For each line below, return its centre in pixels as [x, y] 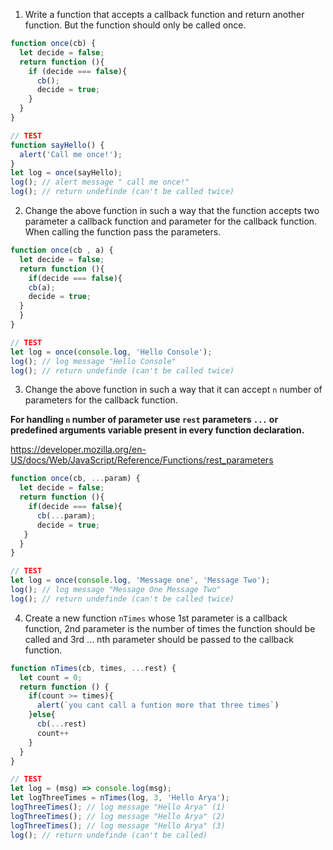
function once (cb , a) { [62, 250]
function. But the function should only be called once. [135, 25]
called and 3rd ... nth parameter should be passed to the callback [159, 639]
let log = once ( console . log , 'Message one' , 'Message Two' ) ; [140, 580]
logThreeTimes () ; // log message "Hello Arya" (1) [118, 807]
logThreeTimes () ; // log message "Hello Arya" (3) [118, 825]
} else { [42, 715]
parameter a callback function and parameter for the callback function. [171, 221]
